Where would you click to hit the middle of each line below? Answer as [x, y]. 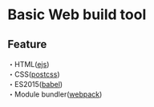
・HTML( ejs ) [28, 64]
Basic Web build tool [77, 15]
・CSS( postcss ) [34, 74]
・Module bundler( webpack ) [55, 94]
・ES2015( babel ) [35, 84]
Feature [27, 44]
